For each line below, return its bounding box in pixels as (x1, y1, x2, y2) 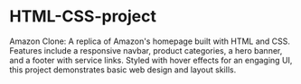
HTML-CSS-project (9, 6, 156, 27)
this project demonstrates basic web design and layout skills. (9, 64, 237, 75)
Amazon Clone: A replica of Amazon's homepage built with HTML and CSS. (9, 36, 291, 46)
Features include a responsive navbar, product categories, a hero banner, (9, 45, 283, 55)
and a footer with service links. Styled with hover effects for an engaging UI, (9, 55, 293, 65)
